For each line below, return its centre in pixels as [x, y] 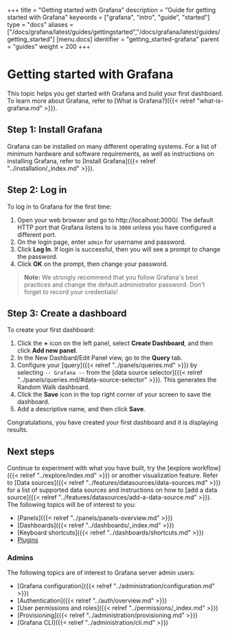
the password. [37, 256]
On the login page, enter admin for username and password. [102, 242]
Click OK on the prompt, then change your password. [92, 264]
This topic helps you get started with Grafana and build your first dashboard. [115, 93]
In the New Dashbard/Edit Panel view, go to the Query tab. [100, 358]
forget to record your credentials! [71, 291]
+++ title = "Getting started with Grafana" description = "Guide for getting [112, 10]
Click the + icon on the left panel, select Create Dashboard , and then [115, 343]
